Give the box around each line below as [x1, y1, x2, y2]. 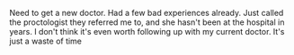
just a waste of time [9, 35, 83, 46]
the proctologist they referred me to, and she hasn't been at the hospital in [9, 17, 285, 27]
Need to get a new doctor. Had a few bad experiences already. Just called [9, 8, 284, 18]
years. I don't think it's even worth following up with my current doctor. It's [9, 27, 285, 36]
